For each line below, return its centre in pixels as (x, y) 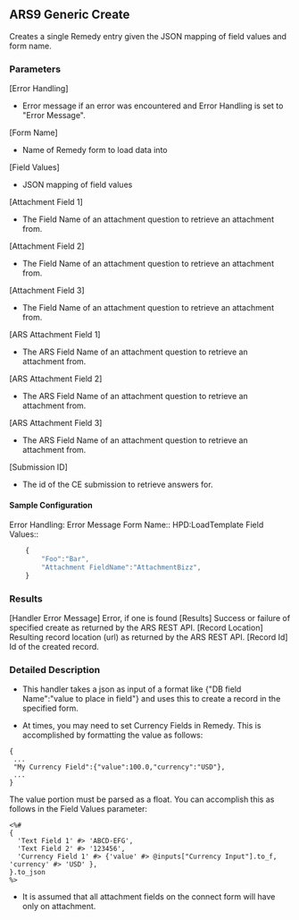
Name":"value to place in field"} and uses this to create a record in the (151, 699)
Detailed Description (55, 670)
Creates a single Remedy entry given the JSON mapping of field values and (148, 36)
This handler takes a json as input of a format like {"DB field (132, 689)
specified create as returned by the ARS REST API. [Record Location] (136, 628)
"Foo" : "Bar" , (66, 559)
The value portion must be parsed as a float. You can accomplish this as (142, 799)
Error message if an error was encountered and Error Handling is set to (153, 106)
